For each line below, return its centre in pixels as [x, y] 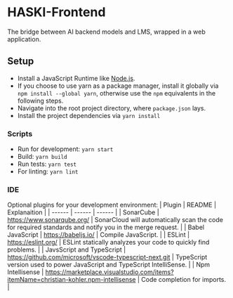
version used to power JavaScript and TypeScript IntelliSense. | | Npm [109, 265]
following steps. [40, 101]
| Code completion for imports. [182, 280]
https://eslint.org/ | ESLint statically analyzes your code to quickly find [108, 242]
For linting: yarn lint [48, 171]
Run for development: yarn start [65, 149]
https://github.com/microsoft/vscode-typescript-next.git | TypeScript [107, 257]
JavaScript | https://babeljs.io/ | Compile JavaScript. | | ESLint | [99, 235]
